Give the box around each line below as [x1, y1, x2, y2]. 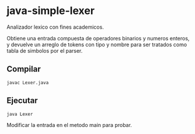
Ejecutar [6, 95, 38, 106]
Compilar [6, 64, 41, 74]
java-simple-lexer [6, 4, 95, 18]
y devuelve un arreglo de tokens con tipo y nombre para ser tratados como [6, 41, 187, 48]
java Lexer [6, 111, 33, 117]
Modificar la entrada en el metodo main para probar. [6, 121, 132, 128]
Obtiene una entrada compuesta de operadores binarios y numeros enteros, [6, 35, 190, 42]
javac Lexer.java [6, 80, 49, 85]
